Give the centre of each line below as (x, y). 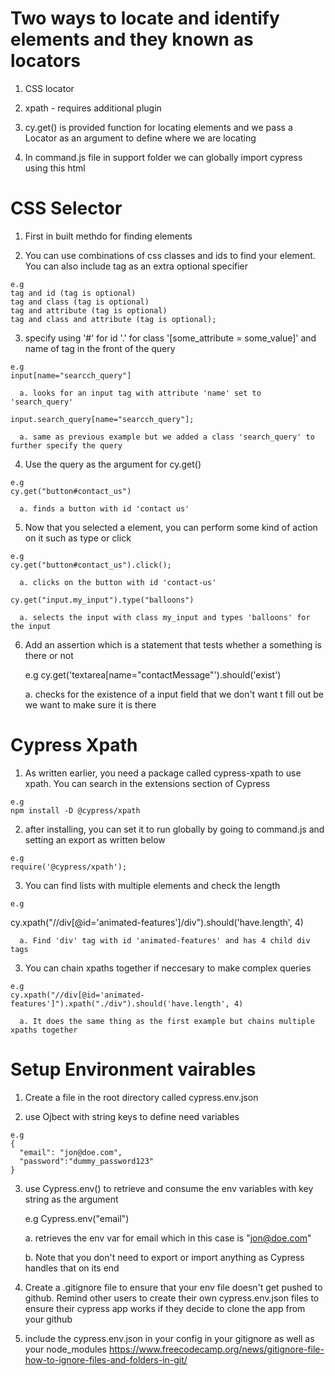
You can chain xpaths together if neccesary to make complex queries (168, 968)
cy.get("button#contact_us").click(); (91, 565)
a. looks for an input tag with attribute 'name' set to (140, 393)
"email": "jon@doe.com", (71, 1152)
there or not (49, 655)
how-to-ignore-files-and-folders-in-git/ (106, 1359)
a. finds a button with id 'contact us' (104, 508)
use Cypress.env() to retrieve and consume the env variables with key (169, 1188)
